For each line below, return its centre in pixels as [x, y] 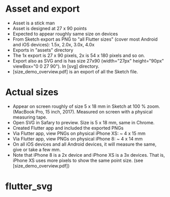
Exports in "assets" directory [43, 50]
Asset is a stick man [34, 23]
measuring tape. [30, 117]
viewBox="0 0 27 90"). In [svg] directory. [56, 66]
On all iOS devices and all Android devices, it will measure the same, [84, 144]
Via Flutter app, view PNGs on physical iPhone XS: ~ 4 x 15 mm [79, 133]
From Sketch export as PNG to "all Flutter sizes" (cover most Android [85, 39]
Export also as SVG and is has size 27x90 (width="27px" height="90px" [88, 61]
